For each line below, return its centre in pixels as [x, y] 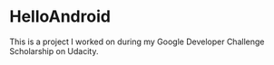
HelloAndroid [60, 17]
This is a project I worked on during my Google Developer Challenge [137, 42]
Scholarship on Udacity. [54, 51]
